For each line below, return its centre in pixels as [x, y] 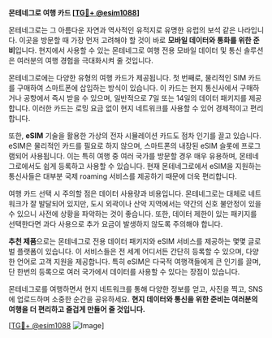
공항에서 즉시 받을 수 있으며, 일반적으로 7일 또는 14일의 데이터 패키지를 [135, 98]
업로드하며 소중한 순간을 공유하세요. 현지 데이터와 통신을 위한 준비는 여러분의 [137, 299]
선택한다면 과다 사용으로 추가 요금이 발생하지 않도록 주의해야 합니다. [116, 224]
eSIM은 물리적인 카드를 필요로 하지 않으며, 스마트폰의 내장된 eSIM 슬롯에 [124, 146]
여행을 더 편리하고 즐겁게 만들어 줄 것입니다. [77, 309]
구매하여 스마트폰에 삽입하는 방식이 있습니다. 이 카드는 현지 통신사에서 [127, 88]
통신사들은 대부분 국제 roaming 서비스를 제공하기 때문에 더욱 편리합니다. [123, 176]
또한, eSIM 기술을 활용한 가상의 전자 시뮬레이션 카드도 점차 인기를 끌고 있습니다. [135, 136]
